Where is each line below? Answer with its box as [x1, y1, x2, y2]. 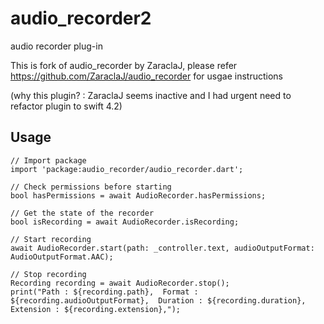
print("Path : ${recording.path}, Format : [10, 287, 199, 297]
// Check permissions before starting [10, 182, 172, 192]
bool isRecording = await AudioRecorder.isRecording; [10, 217, 240, 227]
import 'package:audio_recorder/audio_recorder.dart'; [10, 164, 244, 174]
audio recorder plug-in [10, 40, 103, 52]
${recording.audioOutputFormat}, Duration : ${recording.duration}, [10, 295, 307, 306]
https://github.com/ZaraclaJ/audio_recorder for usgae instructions [10, 70, 283, 82]
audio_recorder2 [10, 7, 152, 30]
